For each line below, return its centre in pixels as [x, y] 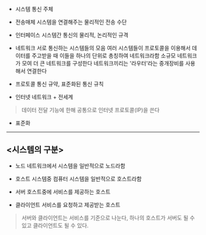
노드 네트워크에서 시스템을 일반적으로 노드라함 [70, 166]
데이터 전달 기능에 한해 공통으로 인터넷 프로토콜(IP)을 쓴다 [90, 110]
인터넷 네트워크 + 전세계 [44, 97]
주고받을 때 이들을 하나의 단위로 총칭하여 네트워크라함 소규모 [104, 56]
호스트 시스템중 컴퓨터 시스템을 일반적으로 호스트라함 [78, 179]
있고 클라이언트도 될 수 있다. [55, 225]
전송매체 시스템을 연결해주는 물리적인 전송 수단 [71, 22]
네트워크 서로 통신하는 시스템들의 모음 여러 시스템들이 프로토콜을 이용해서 [103, 48]
